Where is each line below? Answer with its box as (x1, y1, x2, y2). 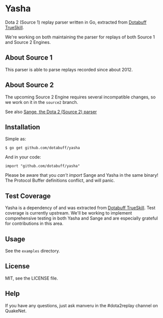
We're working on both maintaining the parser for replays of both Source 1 (5, 34, 155, 40)
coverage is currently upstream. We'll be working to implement (5, 210, 133, 216)
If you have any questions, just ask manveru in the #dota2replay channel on (5, 302, 158, 308)
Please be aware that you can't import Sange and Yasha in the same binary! (5, 172, 159, 178)
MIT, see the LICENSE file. (5, 275, 58, 281)
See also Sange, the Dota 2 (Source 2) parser (5, 109, 97, 115)
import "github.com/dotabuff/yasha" (5, 163, 80, 169)
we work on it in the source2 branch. (5, 99, 79, 105)
